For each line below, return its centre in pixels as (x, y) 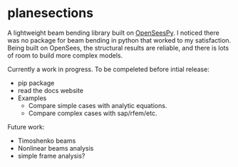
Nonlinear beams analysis (56, 148)
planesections (51, 13)
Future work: (26, 126)
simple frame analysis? (51, 156)
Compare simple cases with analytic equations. (98, 105)
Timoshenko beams (47, 141)
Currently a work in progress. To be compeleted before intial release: (109, 69)
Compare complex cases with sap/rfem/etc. (93, 113)
